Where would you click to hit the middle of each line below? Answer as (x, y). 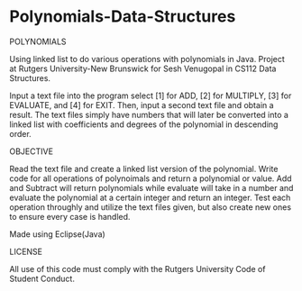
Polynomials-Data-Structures (123, 17)
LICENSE (26, 251)
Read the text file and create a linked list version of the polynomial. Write (144, 168)
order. (20, 133)
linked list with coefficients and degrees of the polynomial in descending (144, 124)
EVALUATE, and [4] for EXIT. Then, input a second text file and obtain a (142, 105)
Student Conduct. (42, 278)
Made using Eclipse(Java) (57, 234)
